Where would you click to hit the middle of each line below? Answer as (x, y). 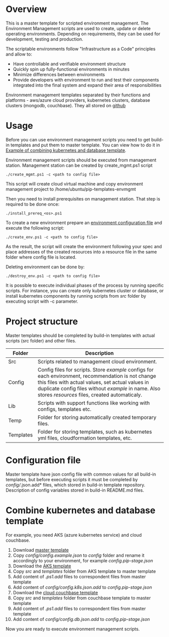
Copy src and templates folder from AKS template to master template (84, 571)
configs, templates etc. (64, 409)
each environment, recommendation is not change (97, 376)
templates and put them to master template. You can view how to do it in (85, 145)
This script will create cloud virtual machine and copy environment (74, 183)
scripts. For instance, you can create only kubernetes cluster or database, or (85, 290)
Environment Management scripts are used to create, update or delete (78, 28)
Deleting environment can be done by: (45, 267)
